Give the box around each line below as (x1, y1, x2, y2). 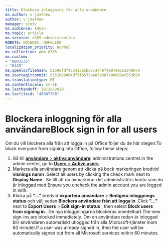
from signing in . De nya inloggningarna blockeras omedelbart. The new (12, 209, 160, 215)
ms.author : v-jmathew (5, 12, 51, 17)
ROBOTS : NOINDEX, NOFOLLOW (5, 40, 62, 45)
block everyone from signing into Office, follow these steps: (5, 146, 129, 152)
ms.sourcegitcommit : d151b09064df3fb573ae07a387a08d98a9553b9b (5, 73, 140, 78)
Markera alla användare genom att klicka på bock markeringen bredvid (12, 166, 159, 172)
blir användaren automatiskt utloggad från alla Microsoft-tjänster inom (12, 219, 157, 225)
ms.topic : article (5, 31, 44, 36)
